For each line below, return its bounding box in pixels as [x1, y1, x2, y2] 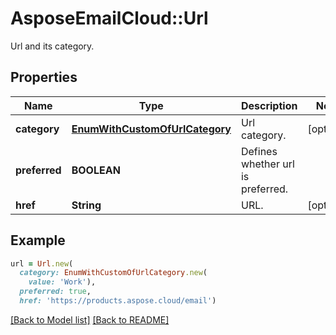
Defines [240, 144, 278, 158]
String [71, 198, 102, 212]
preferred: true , [19, 287, 92, 297]
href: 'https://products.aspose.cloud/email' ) [19, 296, 217, 306]
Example [10, 232, 66, 249]
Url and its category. [10, 40, 95, 52]
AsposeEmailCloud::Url [10, 7, 209, 30]
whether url [240, 157, 295, 171]
